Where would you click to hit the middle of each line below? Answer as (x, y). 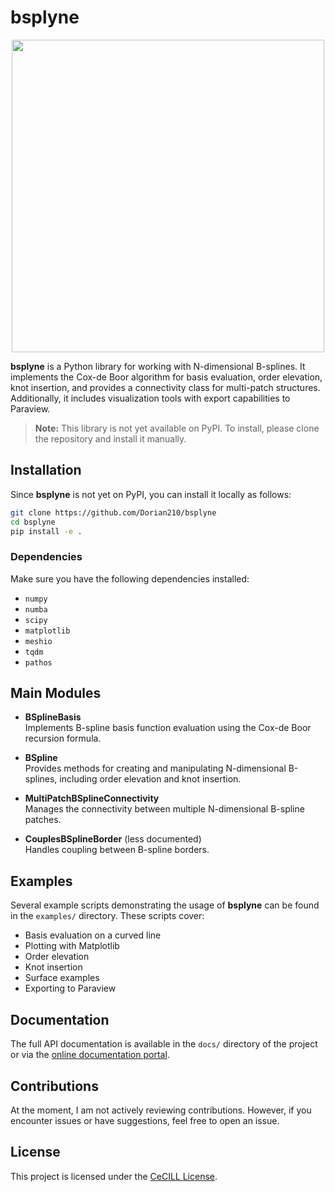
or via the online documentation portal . (90, 1055)
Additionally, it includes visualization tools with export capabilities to (150, 398)
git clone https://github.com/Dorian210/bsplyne (113, 512)
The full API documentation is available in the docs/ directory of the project (164, 1044)
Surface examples (62, 978)
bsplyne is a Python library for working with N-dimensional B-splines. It (158, 366)
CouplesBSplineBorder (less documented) (113, 839)
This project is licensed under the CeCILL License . (114, 1176)
